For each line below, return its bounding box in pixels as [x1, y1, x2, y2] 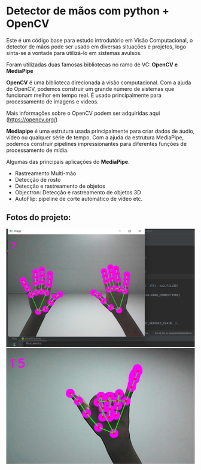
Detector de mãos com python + [6, 4, 169, 18]
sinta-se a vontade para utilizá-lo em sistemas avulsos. [6, 49, 142, 56]
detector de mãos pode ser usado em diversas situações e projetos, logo [6, 43, 187, 50]
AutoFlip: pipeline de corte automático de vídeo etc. [14, 195, 143, 202]
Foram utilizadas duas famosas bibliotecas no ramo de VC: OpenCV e [6, 61, 178, 68]
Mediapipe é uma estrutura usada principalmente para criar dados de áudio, [6, 127, 195, 135]
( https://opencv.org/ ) [6, 115, 58, 123]
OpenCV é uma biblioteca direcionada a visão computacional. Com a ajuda [6, 79, 191, 86]
